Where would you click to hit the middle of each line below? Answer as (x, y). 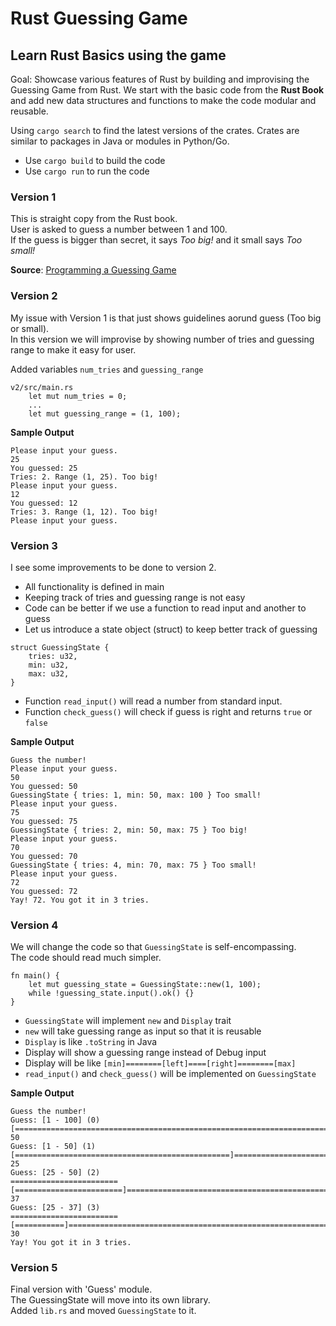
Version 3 (34, 545)
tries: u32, (53, 656)
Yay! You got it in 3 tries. (71, 1243)
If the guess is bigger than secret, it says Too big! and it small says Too (156, 240)
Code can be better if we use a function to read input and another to (165, 608)
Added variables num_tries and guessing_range (107, 369)
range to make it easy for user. (73, 349)
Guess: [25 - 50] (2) (55, 1173)
